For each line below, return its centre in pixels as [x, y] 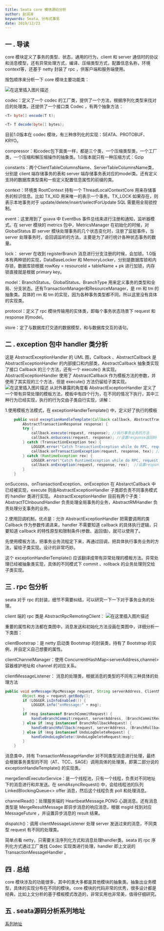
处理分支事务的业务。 [31, 508]
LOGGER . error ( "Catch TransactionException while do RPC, [90, 447]
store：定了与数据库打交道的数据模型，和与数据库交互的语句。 [68, 327]
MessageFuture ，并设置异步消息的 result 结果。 [54, 813]
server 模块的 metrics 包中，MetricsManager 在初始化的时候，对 [84, 225]
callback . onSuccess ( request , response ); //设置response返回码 [94, 438]
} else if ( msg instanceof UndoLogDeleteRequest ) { [76, 732]
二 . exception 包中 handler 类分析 [57, 344]
